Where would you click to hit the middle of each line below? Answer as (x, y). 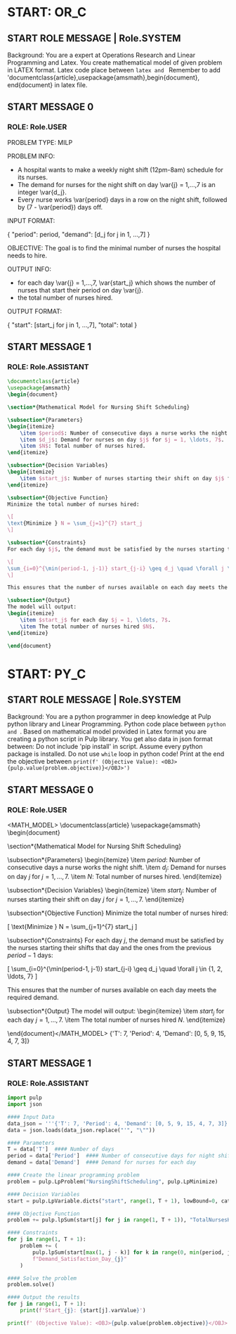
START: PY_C (47, 674)
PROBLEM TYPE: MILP (40, 142)
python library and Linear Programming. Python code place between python (117, 724)
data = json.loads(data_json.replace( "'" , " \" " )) (81, 1130)
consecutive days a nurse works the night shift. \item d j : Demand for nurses (117, 868)
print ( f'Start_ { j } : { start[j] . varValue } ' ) (83, 1311)
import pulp (25, 1098)
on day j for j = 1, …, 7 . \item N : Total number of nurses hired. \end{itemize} (115, 876)
